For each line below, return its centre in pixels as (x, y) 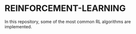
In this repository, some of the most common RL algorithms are (68, 22)
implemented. (18, 26)
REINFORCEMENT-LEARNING (65, 8)
